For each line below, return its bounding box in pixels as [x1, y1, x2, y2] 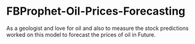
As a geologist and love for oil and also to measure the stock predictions [6, 24, 189, 32]
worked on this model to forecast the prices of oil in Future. [6, 31, 156, 38]
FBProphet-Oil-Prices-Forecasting [6, 4, 186, 18]
